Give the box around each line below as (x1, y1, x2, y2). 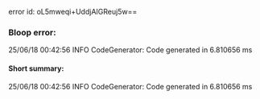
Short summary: (8, 64, 64, 73)
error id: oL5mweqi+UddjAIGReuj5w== (8, 7, 138, 16)
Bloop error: (8, 27, 56, 38)
